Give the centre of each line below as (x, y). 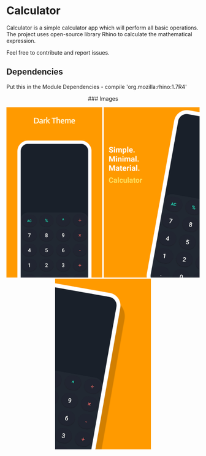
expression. (21, 41)
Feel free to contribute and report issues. (58, 52)
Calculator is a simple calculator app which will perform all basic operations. (102, 28)
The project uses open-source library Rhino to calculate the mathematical (99, 34)
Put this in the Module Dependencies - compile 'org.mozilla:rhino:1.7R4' (97, 87)
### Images (103, 98)
